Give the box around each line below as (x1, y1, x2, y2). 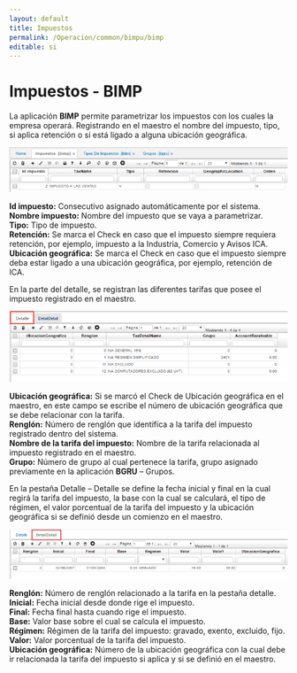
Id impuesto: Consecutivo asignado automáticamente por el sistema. (9, 200, 261, 212)
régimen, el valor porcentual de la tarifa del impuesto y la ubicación (9, 501, 255, 513)
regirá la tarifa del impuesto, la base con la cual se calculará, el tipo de (9, 492, 266, 503)
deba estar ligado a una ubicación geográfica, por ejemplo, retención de (9, 257, 272, 267)
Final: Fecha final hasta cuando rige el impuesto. (9, 607, 187, 617)
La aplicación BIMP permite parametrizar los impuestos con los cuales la (9, 111, 274, 121)
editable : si (9, 43, 57, 51)
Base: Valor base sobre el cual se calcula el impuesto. (9, 616, 206, 627)
